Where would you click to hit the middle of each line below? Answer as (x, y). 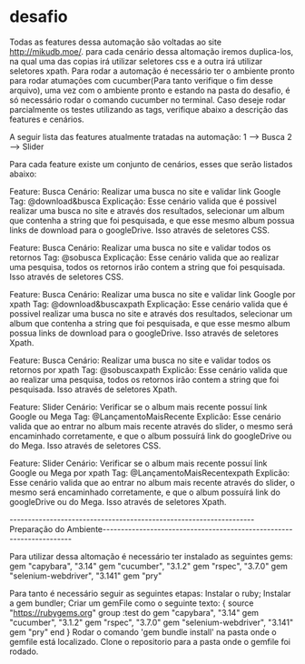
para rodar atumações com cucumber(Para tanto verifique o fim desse (142, 80)
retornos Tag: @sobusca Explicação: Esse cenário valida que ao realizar (144, 257)
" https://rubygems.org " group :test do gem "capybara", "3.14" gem (134, 612)
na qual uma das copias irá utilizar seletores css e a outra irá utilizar (136, 61)
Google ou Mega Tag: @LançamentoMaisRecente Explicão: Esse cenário (145, 417)
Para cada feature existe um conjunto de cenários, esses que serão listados (151, 164)
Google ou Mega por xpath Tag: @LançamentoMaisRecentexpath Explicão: (150, 473)
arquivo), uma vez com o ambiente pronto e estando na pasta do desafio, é (150, 90)
